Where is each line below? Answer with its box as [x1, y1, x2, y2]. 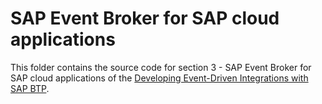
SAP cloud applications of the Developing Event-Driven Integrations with [10, 72, 309, 84]
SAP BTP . [10, 82, 50, 94]
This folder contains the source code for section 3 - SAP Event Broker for [10, 61, 312, 73]
